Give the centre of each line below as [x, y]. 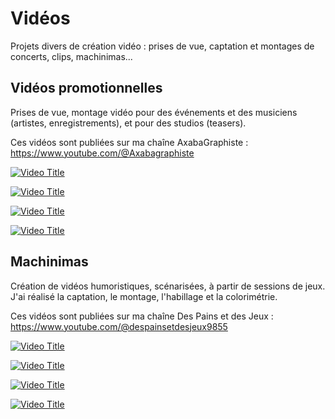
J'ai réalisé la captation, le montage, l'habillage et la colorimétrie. [144, 296]
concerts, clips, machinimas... [71, 56]
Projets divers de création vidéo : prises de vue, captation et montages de [162, 46]
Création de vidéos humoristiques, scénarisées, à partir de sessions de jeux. [168, 286]
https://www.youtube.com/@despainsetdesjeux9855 [119, 326]
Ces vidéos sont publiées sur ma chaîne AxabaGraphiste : [129, 142]
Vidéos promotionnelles [86, 88]
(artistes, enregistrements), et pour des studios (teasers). [128, 123]
